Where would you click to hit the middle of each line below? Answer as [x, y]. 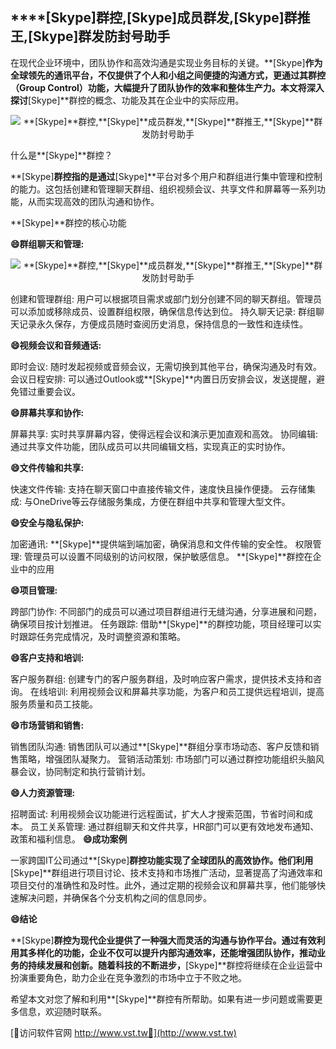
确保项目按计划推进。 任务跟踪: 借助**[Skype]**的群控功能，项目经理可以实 [166, 624]
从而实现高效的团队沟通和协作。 [93, 201]
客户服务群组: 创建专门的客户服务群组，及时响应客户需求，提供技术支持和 [161, 679]
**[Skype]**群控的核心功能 [68, 222]
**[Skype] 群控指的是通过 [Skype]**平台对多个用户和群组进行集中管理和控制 [166, 176]
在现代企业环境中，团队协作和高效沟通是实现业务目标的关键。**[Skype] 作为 [166, 62]
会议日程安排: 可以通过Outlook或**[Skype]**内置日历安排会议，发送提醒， [163, 379]
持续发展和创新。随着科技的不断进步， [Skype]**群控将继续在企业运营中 [175, 965]
